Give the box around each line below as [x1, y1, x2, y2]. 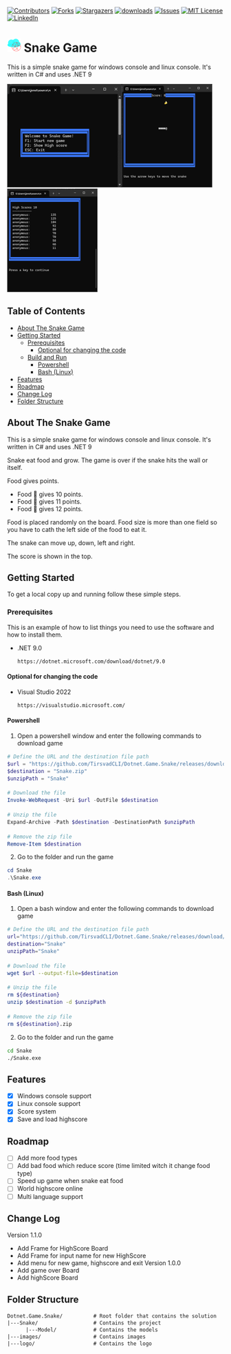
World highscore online [16, 1184, 83, 1193]
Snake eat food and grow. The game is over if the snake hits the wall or [7, 455, 208, 464]
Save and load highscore [16, 1115, 88, 1123]
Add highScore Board [16, 1273, 78, 1282]
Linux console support [16, 1100, 81, 1108]
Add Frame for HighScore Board [16, 1244, 109, 1253]
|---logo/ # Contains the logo [7, 1340, 153, 1347]
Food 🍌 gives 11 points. [16, 497, 82, 506]
